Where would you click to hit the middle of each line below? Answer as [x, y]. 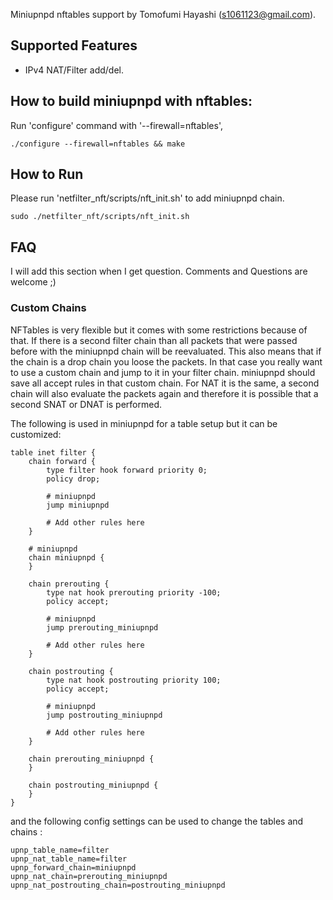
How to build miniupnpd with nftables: [131, 101]
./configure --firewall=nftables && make [98, 144]
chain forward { [62, 461]
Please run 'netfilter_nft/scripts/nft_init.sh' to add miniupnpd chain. [147, 198]
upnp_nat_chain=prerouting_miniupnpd [89, 876]
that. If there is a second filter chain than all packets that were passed [154, 340]
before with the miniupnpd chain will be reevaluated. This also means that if [166, 351]
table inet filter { [53, 452]
